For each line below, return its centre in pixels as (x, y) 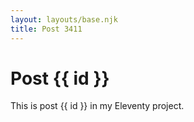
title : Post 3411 (46, 29)
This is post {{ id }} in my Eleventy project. (97, 106)
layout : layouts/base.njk (64, 19)
